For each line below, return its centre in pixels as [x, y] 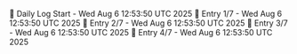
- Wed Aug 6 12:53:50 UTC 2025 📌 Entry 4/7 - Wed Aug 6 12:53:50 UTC [141, 32]
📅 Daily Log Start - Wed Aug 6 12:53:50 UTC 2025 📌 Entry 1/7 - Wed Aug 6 [146, 14]
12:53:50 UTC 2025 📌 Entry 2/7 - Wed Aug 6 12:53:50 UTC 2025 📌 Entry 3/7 [149, 23]
